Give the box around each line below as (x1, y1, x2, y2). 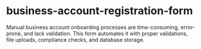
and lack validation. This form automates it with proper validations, (23, 30, 188, 37)
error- (180, 24, 196, 31)
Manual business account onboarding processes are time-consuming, (6, 24, 179, 31)
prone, (6, 30, 23, 37)
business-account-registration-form (6, 4, 193, 18)
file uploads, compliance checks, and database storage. (6, 36, 145, 43)
